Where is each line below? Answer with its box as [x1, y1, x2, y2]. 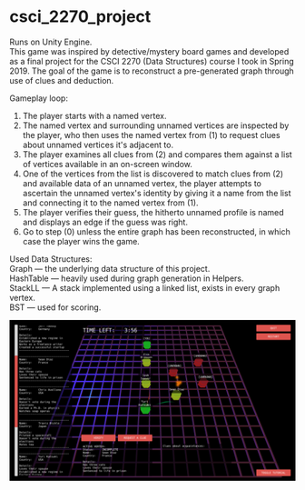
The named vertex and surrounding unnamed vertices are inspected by [22, 120, 290, 131]
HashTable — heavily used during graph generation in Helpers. [9, 273, 244, 284]
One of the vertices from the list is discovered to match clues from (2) [22, 168, 284, 179]
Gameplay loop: [9, 93, 68, 104]
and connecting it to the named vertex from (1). [22, 197, 199, 208]
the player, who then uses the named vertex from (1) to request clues [22, 129, 280, 140]
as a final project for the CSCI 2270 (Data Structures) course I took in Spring [9, 55, 295, 66]
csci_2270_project [9, 6, 152, 27]
